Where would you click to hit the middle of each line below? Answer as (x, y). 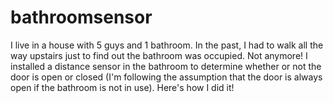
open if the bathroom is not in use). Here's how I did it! (122, 87)
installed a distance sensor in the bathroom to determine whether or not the (166, 66)
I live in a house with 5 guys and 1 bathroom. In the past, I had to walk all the (167, 45)
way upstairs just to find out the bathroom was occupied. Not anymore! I (159, 55)
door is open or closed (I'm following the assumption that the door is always (166, 77)
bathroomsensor (81, 17)
